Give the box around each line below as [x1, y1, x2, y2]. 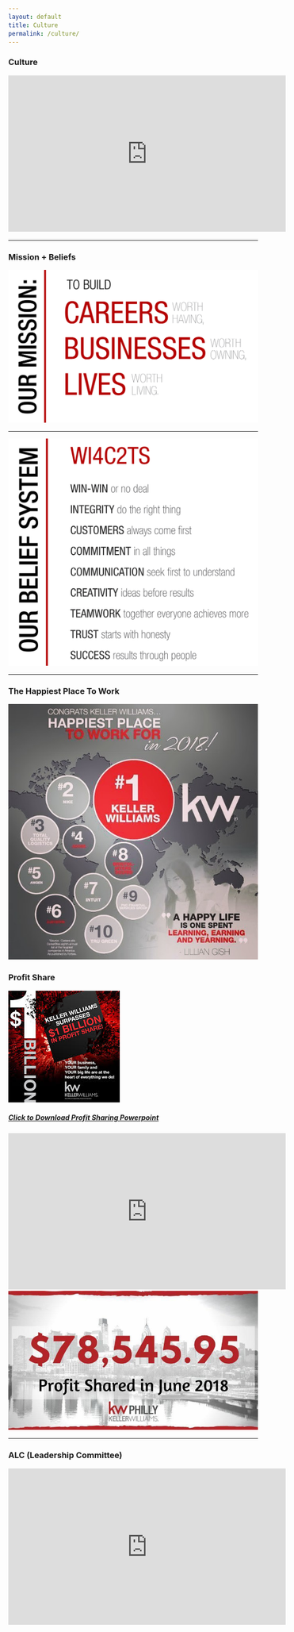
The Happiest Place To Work [8, 685, 120, 696]
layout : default [8, 13, 62, 21]
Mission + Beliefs [8, 251, 77, 262]
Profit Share [8, 972, 55, 983]
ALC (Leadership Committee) [8, 1449, 123, 1461]
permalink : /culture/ [8, 29, 80, 37]
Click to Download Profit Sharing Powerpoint [8, 1113, 159, 1122]
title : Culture [8, 21, 59, 29]
